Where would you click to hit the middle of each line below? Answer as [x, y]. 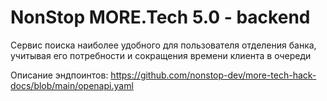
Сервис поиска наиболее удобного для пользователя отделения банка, [163, 45]
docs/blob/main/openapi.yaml [72, 85]
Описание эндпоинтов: [59, 75]
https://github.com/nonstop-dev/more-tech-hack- [213, 75]
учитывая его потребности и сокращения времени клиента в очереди [161, 55]
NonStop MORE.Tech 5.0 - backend [160, 17]
